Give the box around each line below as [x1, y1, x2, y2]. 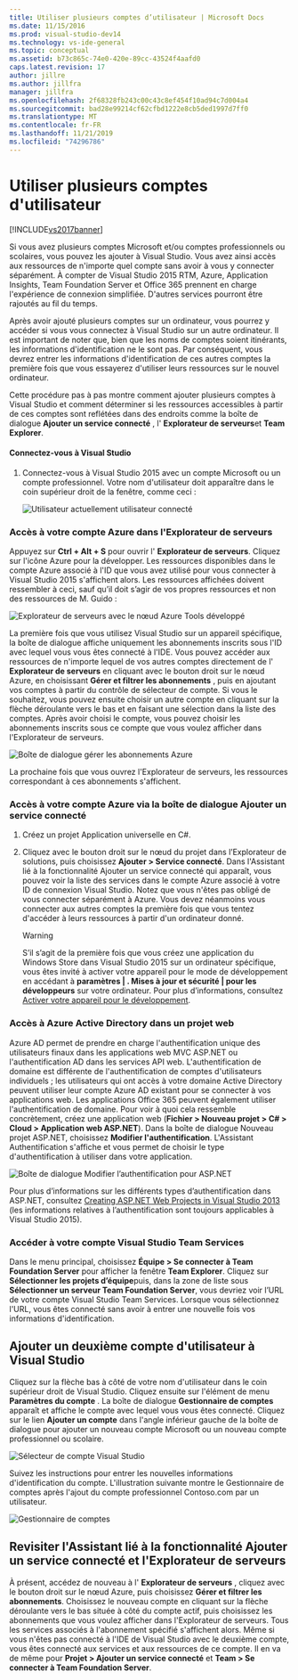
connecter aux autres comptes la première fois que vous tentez [21, 903, 255, 914]
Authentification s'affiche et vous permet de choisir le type [9, 1141, 225, 1152]
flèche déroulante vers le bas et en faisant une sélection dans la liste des [9, 704, 277, 714]
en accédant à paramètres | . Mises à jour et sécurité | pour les [21, 976, 257, 987]
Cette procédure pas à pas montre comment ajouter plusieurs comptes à [9, 389, 276, 400]
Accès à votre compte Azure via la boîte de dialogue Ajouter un [9, 798, 287, 811]
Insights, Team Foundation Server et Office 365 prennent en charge [9, 279, 257, 290]
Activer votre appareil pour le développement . [21, 995, 191, 1006]
